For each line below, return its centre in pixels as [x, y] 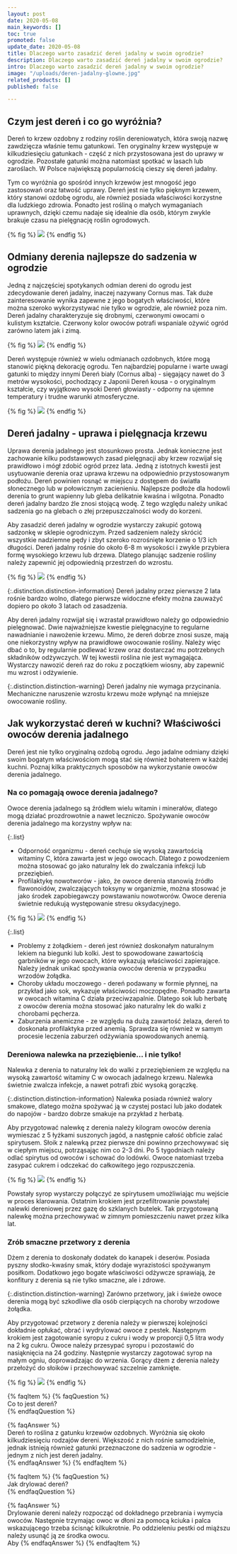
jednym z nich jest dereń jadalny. [55, 1455]
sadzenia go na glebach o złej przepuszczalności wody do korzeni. [105, 511]
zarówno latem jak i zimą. [44, 330]
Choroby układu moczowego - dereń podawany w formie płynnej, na [117, 983]
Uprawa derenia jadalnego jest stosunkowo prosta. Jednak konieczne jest [115, 451]
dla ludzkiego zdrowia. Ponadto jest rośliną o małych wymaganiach [105, 205]
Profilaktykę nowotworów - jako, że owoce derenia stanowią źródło [115, 881]
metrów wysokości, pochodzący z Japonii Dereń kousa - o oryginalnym [111, 381]
